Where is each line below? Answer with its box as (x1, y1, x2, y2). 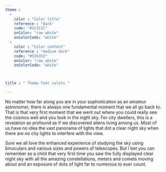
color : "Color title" (14, 16, 61, 21)
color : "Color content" (14, 44, 65, 49)
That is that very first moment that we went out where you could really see (5, 109, 157, 115)
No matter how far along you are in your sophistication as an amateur (5, 98, 147, 104)
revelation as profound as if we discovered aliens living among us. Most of (5, 120, 157, 126)
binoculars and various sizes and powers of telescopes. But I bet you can (5, 145, 155, 151)
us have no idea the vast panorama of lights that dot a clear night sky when (5, 125, 159, 131)
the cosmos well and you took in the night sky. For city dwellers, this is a (5, 114, 153, 120)
